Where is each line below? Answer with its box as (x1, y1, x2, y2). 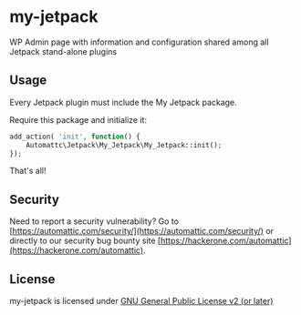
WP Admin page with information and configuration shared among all (9, 36, 269, 47)
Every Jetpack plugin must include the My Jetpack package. (9, 97, 237, 107)
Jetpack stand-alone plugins (9, 46, 118, 56)
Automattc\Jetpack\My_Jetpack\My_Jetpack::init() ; (26, 140, 223, 149)
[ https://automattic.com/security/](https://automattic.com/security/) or (9, 226, 275, 237)
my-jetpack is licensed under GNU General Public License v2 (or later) (9, 296, 274, 306)
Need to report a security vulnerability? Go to (9, 216, 180, 227)
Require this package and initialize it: (9, 114, 148, 125)
